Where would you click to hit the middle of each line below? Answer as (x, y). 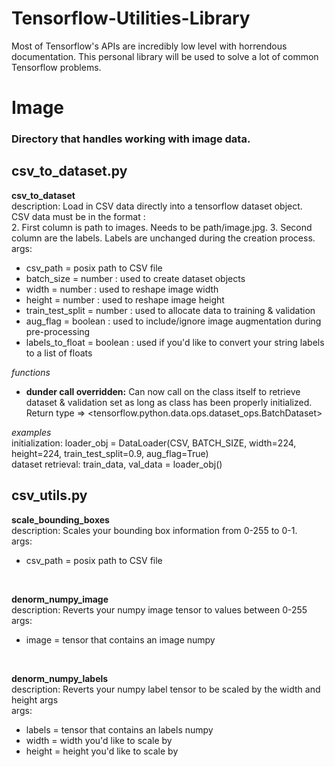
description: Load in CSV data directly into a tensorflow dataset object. (157, 206)
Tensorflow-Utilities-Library (131, 18)
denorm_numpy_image (60, 599)
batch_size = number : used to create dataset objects (135, 278)
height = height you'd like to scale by (102, 751)
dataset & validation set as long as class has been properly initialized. (169, 402)
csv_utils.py (49, 495)
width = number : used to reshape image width (122, 289)
